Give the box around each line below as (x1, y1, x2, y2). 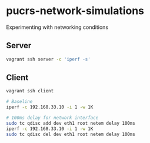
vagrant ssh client (6, 88, 54, 94)
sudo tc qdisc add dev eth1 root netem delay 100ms (6, 120, 135, 126)
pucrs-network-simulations (6, 4, 145, 18)
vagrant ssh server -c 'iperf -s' (6, 56, 91, 62)
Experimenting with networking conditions (6, 24, 109, 31)
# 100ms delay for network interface (6, 115, 99, 121)
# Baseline (6, 99, 33, 105)
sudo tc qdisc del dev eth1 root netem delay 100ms (6, 131, 135, 137)
